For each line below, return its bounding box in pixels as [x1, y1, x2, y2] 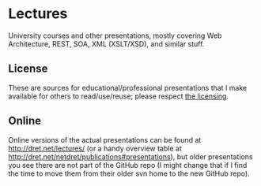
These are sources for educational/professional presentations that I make [8, 83, 248, 92]
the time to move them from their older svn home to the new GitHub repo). [8, 169, 251, 178]
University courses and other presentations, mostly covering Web [8, 31, 222, 40]
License [8, 62, 48, 76]
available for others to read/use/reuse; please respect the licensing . [8, 91, 229, 101]
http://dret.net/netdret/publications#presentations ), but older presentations [8, 151, 253, 162]
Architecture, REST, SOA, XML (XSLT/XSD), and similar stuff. [8, 39, 205, 48]
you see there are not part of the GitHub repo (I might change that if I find [8, 160, 248, 169]
